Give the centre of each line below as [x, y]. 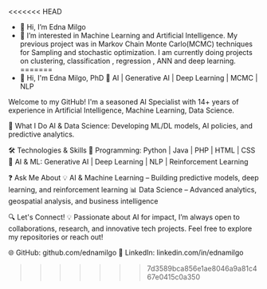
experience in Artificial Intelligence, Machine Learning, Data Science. [122, 110]
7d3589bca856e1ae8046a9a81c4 [202, 268]
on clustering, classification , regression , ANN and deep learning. [128, 61]
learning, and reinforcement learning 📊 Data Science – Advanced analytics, [133, 190]
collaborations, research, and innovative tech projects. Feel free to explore [130, 228]
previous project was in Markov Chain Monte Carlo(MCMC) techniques [136, 44]
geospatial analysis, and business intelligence [83, 201]
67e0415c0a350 [174, 277]
